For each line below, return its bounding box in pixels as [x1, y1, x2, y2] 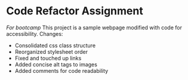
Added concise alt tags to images [14, 61, 97, 68]
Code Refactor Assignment [6, 4, 143, 18]
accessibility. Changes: [6, 30, 63, 37]
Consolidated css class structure [14, 42, 96, 49]
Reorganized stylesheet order [14, 48, 88, 55]
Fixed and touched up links [14, 54, 82, 61]
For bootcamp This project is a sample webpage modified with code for [6, 24, 182, 31]
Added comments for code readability [14, 67, 109, 74]
